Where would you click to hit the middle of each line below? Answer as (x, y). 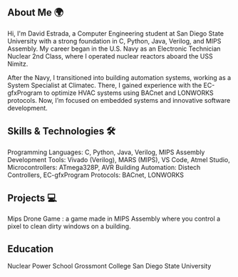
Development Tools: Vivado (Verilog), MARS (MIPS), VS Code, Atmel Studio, (119, 159)
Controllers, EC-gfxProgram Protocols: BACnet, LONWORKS (95, 175)
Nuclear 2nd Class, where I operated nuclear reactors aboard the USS (110, 56)
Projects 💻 (32, 198)
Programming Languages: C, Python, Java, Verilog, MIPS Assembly (106, 152)
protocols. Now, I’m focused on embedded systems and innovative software (119, 100)
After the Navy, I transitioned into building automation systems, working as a (119, 77)
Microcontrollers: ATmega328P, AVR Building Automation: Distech (104, 167)
